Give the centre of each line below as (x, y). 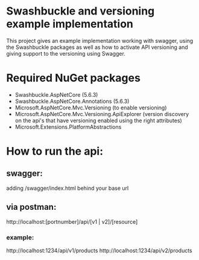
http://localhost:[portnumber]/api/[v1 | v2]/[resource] (72, 221)
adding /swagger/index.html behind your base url (68, 188)
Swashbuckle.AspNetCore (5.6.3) (56, 94)
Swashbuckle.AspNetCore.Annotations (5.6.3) (72, 101)
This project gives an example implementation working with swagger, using (100, 41)
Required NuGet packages (73, 78)
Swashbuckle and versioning (81, 11)
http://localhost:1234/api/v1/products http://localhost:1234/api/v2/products (99, 250)
